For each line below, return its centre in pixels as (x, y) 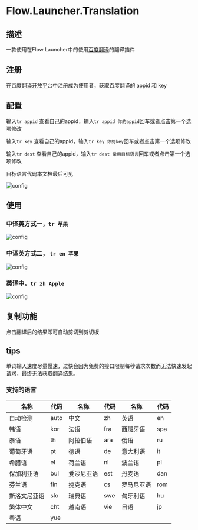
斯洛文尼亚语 (27, 496)
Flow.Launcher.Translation (73, 11)
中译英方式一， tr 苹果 (37, 224)
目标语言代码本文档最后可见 (40, 173)
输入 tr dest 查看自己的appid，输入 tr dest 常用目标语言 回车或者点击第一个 (96, 153)
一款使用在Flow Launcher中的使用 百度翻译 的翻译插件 (71, 49)
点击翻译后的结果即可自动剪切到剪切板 (52, 332)
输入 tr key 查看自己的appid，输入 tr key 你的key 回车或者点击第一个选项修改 (99, 141)
